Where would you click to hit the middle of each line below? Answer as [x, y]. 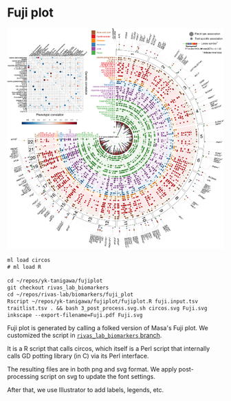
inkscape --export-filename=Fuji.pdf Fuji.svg [75, 315]
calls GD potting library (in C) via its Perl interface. [78, 356]
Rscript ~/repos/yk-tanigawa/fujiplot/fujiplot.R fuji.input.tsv [102, 302]
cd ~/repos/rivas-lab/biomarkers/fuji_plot [70, 295]
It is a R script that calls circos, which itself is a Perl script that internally [109, 349]
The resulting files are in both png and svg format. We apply [92, 369]
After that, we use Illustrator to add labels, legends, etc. [86, 390]
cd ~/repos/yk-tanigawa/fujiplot [55, 281]
